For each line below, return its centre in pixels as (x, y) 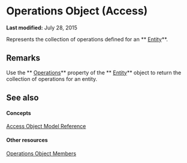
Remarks (23, 58)
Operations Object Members (41, 153)
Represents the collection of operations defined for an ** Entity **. (87, 39)
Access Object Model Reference (46, 126)
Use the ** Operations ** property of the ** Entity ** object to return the (94, 73)
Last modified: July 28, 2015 (42, 28)
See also (22, 98)
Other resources (27, 140)
